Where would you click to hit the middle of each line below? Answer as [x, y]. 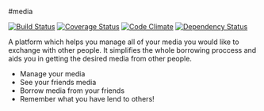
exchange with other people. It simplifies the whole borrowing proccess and [132, 50]
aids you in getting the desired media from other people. [100, 59]
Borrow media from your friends [72, 91]
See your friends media [58, 82]
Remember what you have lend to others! [87, 99]
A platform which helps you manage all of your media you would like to [124, 42]
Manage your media [52, 74]
